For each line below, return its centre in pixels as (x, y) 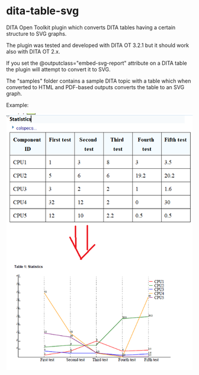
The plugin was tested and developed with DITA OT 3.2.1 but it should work (98, 45)
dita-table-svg (43, 11)
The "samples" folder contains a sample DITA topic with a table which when (99, 81)
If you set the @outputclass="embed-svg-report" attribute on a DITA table (97, 63)
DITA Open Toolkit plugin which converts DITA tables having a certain (91, 27)
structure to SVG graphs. (36, 33)
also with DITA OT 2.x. (33, 51)
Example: (17, 105)
